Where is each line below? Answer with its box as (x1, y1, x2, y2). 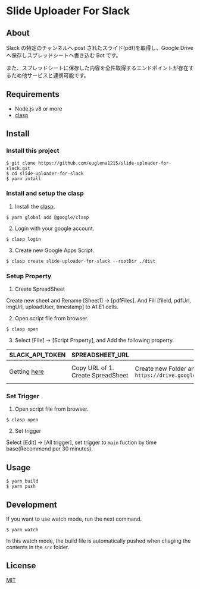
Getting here (9, 367, 45, 376)
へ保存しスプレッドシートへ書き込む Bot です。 (6, 52, 121, 59)
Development (6, 499, 58, 509)
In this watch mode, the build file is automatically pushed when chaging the (6, 537, 191, 544)
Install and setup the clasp (6, 189, 85, 197)
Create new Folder (135, 364, 186, 373)
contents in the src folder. (6, 544, 70, 551)
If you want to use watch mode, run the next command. (6, 515, 142, 522)
